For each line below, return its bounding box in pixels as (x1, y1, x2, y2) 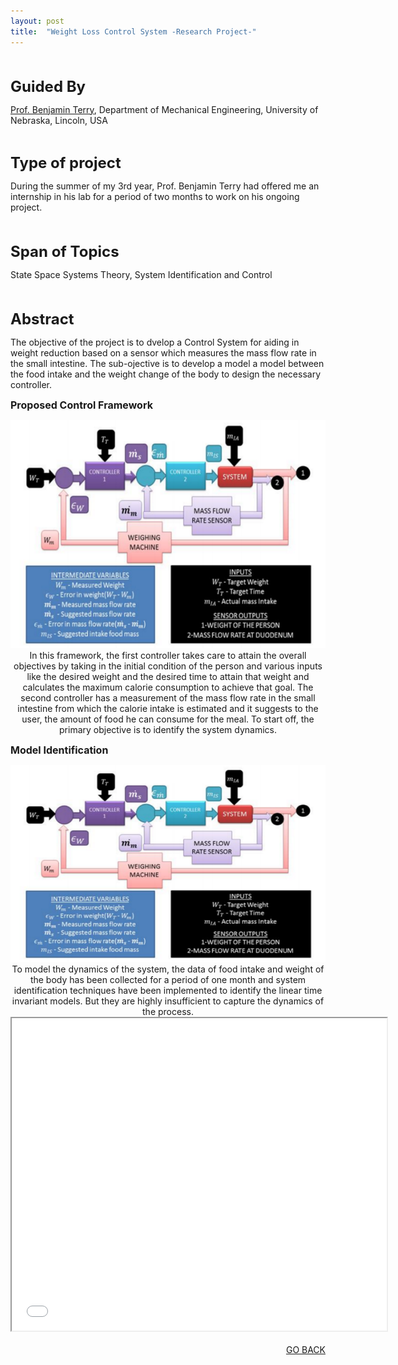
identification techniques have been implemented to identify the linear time (13, 984, 323, 996)
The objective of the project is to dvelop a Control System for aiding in (10, 336, 300, 348)
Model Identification (10, 743, 109, 757)
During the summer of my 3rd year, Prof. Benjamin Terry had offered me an (10, 180, 320, 192)
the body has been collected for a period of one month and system (29, 973, 307, 985)
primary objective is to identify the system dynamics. (59, 723, 277, 735)
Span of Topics (10, 241, 120, 261)
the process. (142, 1005, 194, 1017)
